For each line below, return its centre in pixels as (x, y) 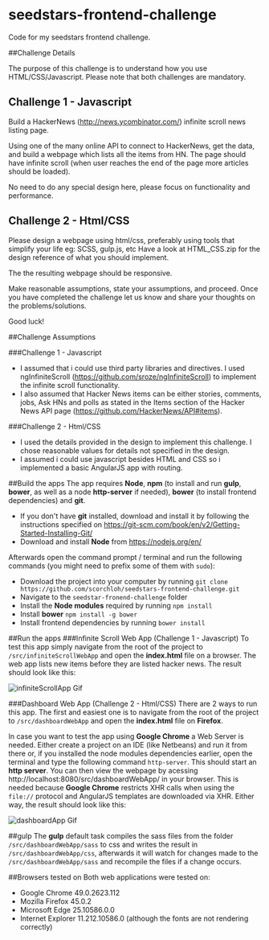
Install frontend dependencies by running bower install (112, 622)
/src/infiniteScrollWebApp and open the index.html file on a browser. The (132, 655)
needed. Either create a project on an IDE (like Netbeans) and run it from (128, 744)
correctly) (36, 926)
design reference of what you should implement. (89, 257)
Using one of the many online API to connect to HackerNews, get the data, (132, 146)
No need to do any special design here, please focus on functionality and (129, 187)
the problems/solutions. (47, 305)
